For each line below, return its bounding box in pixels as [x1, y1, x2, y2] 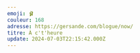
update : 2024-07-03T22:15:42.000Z [7, 36, 106, 43]
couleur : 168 [7, 17, 45, 23]
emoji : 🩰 [7, 10, 34, 17]
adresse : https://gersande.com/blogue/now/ [7, 23, 134, 30]
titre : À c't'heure [7, 29, 63, 36]
